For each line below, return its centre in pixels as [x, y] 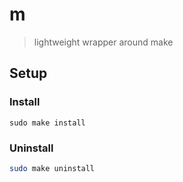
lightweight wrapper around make [103, 42]
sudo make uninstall [52, 168]
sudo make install [47, 123]
